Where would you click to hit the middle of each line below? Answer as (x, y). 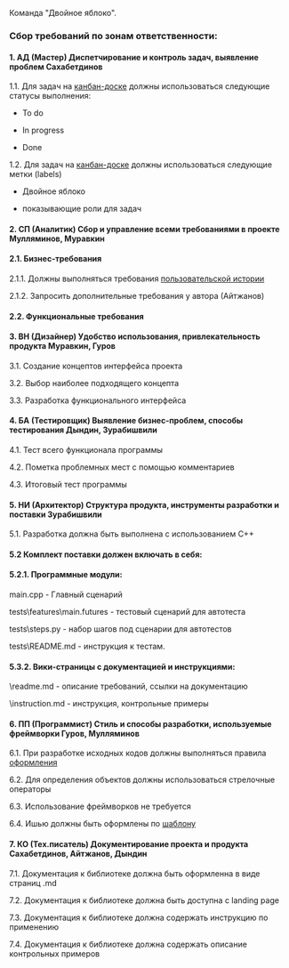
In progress (43, 130)
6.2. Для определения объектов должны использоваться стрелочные (142, 780)
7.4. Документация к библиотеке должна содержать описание (128, 944)
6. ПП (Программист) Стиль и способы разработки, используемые (140, 723)
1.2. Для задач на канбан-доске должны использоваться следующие (141, 165)
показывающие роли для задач (82, 209)
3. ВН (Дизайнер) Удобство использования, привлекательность (135, 336)
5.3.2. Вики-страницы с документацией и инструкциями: (122, 666)
